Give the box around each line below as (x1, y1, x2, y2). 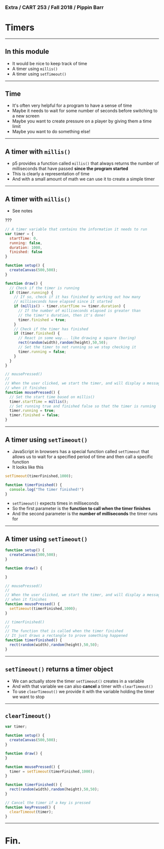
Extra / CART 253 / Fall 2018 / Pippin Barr (5, 4, 104, 11)
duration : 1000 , (9, 245, 42, 250)
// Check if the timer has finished (14, 326, 89, 332)
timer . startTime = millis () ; (9, 399, 69, 404)
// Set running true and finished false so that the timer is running (9, 404, 156, 409)
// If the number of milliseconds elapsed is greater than (18, 308, 141, 314)
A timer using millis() (12, 66, 58, 72)
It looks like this (12, 464, 44, 470)
